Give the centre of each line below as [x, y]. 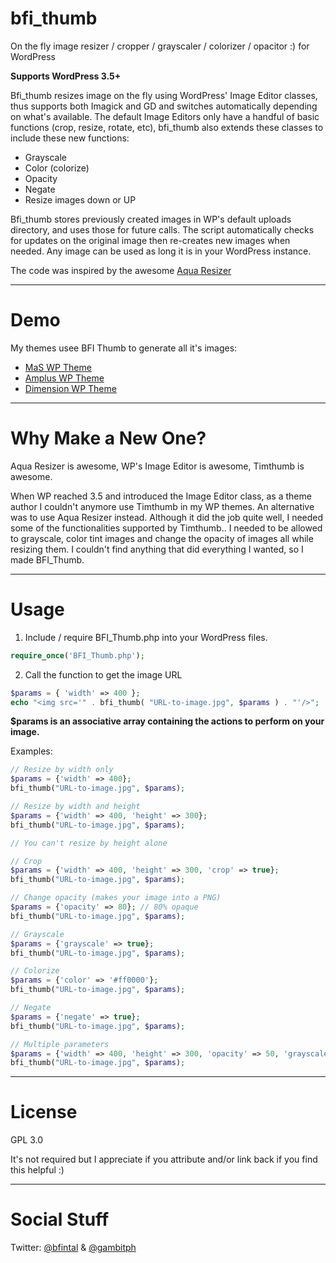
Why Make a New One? [108, 438]
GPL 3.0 [27, 1140]
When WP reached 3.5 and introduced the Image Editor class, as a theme [161, 496]
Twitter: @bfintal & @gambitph [73, 1248]
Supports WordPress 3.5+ [66, 76]
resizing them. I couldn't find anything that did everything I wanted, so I [157, 549]
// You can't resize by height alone [89, 843]
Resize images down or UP [80, 199]
